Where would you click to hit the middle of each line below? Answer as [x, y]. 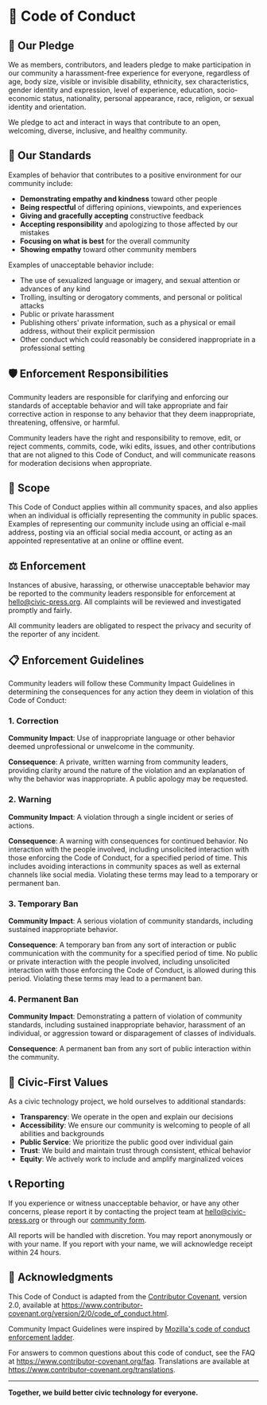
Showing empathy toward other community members [108, 249]
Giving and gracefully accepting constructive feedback [112, 215]
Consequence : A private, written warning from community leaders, [118, 762]
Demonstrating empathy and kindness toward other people [118, 199]
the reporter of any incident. [54, 635]
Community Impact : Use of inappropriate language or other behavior [122, 738]
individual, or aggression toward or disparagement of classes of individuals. [132, 1034]
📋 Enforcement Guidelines [76, 660]
